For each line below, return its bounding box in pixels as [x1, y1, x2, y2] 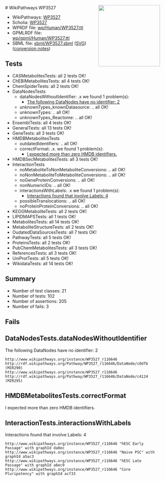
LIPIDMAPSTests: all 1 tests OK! [12, 214, 76, 219]
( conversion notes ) [12, 46, 51, 51]
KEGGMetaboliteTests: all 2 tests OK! [12, 208, 87, 214]
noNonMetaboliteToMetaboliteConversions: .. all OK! [19, 172, 126, 178]
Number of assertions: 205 [12, 298, 67, 304]
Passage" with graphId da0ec [5, 446, 65, 451]
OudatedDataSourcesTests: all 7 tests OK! [12, 229, 97, 235]
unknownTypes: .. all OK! [19, 109, 70, 115]
